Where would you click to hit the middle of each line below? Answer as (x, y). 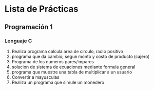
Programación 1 (29, 27)
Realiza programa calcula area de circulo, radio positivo (67, 51)
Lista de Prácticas (41, 9)
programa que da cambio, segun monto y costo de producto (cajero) (80, 56)
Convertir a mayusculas (35, 77)
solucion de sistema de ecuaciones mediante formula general (73, 67)
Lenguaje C (18, 41)
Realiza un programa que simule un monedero (58, 82)
